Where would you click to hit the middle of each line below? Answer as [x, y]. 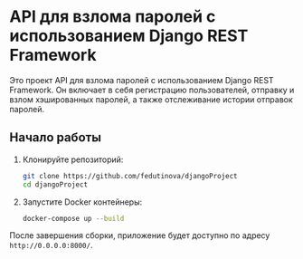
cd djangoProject [55, 184]
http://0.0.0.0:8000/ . [51, 245]
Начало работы [56, 138]
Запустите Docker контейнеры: [82, 202]
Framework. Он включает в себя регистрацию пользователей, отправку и [152, 90]
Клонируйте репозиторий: [73, 159]
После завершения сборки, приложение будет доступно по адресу [140, 235]
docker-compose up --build [73, 218]
